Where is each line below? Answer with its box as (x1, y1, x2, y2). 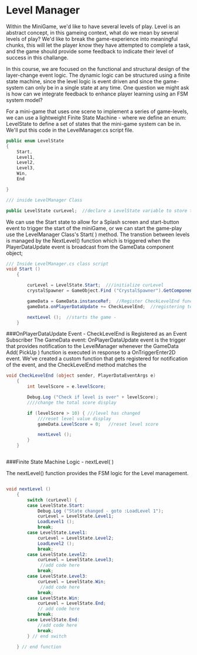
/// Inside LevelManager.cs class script (6, 261, 109, 267)
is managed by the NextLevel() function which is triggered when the (6, 237, 171, 244)
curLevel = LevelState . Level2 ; (37, 535, 114, 541)
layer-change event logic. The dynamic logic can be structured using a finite (6, 71, 191, 79)
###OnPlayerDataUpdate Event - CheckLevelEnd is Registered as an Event (6, 330, 187, 337)
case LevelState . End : (27, 617, 80, 623)
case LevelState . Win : (27, 595, 80, 601)
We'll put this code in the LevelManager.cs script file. (6, 127, 134, 134)
